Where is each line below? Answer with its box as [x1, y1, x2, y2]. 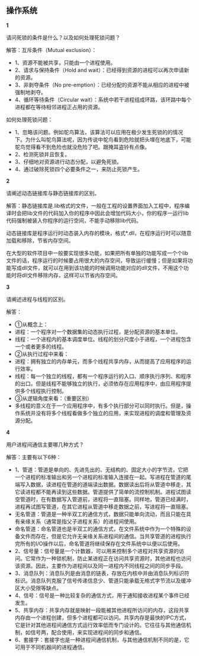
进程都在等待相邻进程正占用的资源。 [14, 103, 104, 111]
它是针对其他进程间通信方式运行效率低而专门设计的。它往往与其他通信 [14, 621, 187, 628]
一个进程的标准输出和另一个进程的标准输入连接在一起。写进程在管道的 [14, 473, 187, 480]
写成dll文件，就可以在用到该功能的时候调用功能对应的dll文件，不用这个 [11, 264, 184, 271]
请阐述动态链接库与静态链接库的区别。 [6, 189, 99, 196]
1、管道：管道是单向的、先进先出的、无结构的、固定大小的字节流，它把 [14, 466, 188, 473]
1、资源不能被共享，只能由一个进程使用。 [14, 59, 116, 66]
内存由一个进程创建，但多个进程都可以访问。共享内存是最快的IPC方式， [14, 614, 190, 621]
